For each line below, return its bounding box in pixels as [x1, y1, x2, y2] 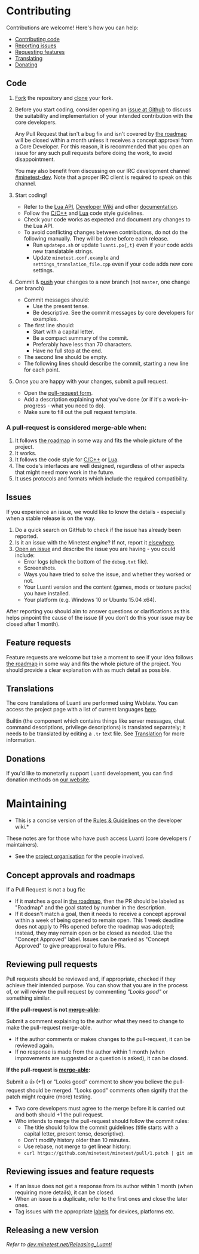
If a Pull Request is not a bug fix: [6, 886, 85, 893]
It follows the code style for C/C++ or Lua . [14, 456, 119, 463]
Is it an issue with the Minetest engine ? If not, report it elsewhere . [14, 538, 176, 546]
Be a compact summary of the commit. [32, 334, 128, 342]
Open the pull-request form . [23, 389, 93, 396]
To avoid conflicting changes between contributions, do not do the [23, 229, 188, 236]
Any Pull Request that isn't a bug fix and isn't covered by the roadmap [14, 130, 187, 137]
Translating [14, 54, 43, 62]
